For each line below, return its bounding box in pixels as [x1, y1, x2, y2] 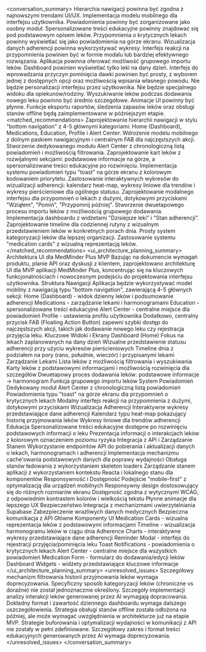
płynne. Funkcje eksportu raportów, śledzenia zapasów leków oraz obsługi [6, 103, 195, 110]
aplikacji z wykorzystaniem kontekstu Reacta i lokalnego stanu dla [6, 469, 174, 476]
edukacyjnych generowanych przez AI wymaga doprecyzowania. [6, 632, 171, 639]
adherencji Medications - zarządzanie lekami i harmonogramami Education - [6, 299, 200, 306]
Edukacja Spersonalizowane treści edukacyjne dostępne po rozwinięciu [6, 423, 188, 430]
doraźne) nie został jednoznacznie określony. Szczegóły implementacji [6, 586, 185, 594]
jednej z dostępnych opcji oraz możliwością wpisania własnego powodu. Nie [6, 77, 200, 84]
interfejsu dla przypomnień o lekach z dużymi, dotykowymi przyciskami [6, 195, 187, 202]
